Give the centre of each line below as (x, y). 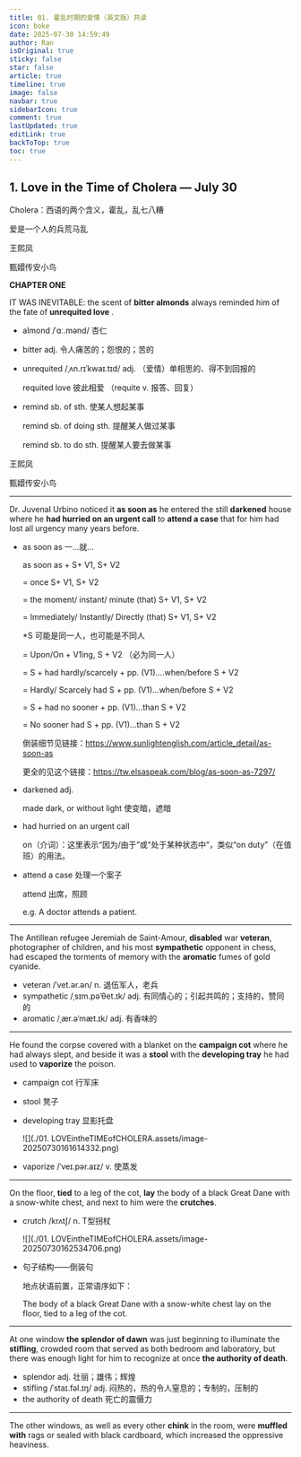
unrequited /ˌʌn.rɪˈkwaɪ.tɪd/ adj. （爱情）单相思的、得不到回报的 (139, 369)
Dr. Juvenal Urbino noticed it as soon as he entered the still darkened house (150, 510)
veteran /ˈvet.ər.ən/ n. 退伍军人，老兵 (90, 985)
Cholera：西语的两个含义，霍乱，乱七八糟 (86, 210)
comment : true (36, 118)
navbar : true (34, 101)
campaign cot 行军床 (60, 1083)
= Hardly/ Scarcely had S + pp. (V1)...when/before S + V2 (128, 690)
